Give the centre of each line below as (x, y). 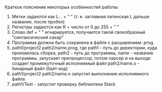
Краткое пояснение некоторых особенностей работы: (62, 7)
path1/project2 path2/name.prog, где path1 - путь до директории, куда (84, 48)
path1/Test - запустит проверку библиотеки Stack (64, 84)
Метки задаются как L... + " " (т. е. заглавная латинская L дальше (81, 16)
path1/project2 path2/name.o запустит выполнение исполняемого (80, 74)
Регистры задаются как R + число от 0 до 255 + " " (65, 27)
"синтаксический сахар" (38, 37)
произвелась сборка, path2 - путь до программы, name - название (82, 53)
